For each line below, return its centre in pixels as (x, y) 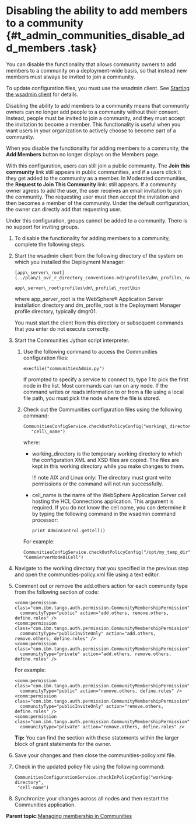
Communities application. (45, 805)
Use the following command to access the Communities (90, 351)
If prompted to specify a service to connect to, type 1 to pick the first (106, 379)
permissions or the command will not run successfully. (97, 484)
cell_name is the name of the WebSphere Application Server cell (109, 495)
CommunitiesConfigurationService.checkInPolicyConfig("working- (94, 777)
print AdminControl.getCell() (69, 530)
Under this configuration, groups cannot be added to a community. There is (97, 220)
